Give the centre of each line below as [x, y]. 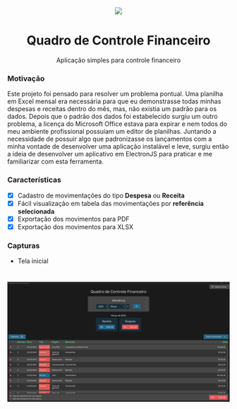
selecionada [36, 211]
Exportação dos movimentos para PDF [73, 219]
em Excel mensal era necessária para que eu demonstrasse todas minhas [114, 101]
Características [34, 180]
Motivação [26, 79]
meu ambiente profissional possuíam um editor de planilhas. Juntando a [112, 132]
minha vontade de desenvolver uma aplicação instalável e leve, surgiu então [118, 146]
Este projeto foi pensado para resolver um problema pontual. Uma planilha [115, 94]
